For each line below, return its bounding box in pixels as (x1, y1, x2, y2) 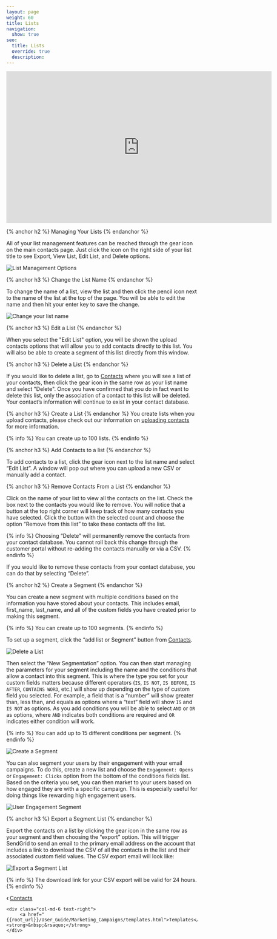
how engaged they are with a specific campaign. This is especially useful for (6, 785, 198, 792)
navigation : (6, 25, 36, 32)
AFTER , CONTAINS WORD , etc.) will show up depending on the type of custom (6, 685, 190, 693)
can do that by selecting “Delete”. (6, 569, 90, 577)
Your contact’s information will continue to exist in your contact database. (6, 398, 190, 405)
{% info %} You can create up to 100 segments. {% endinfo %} (6, 624, 164, 631)
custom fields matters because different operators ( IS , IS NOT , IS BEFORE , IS (6, 679, 196, 686)
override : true (12, 49, 50, 55)
